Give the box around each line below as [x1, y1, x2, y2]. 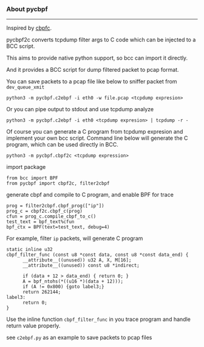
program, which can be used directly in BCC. [6, 141, 118, 148]
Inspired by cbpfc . [6, 24, 52, 32]
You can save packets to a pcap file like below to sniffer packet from [6, 78, 177, 85]
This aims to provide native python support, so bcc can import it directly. [6, 54, 188, 62]
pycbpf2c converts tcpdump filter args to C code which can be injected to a [6, 36, 196, 44]
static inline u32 [6, 247, 53, 253]
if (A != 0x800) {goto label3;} [22, 284, 104, 290]
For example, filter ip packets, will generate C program [6, 235, 143, 242]
